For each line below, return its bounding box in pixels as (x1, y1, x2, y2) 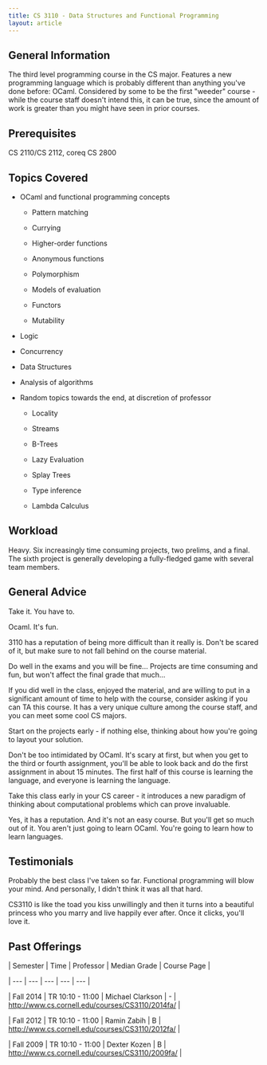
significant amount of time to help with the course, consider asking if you (8, 694, 249, 703)
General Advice (8, 585, 87, 599)
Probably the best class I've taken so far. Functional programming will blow (8, 876, 254, 886)
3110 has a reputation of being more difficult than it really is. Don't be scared (8, 637, 259, 646)
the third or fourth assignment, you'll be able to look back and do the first (8, 758, 249, 768)
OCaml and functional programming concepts (19, 192, 171, 202)
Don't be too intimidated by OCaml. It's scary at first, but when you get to (8, 750, 249, 760)
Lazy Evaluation (31, 454, 84, 464)
